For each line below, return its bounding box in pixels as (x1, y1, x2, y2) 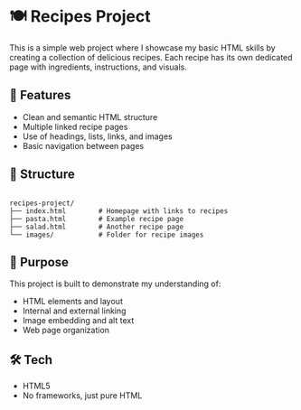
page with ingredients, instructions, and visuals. (9, 61, 187, 72)
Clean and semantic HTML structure (22, 111, 158, 122)
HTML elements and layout (22, 296, 124, 307)
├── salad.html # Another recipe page (9, 222, 183, 231)
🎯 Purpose (9, 254, 70, 270)
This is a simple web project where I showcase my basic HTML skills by (9, 42, 276, 53)
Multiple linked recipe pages (22, 121, 128, 132)
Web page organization (22, 325, 110, 336)
